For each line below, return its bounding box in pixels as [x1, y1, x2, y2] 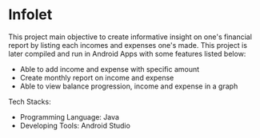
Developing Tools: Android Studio [19, 120, 130, 130]
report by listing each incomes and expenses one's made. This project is [8, 40, 248, 49]
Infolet [8, 6, 53, 24]
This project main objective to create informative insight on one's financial [8, 32, 252, 41]
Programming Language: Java [19, 112, 120, 121]
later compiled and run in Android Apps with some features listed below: [8, 49, 246, 58]
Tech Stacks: [8, 97, 51, 106]
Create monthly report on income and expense [19, 73, 174, 82]
